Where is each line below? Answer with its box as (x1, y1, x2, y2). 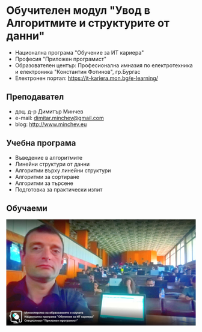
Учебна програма (6, 138, 76, 148)
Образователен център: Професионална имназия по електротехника (14, 61, 194, 69)
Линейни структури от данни (14, 160, 90, 168)
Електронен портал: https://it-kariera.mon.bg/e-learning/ (14, 74, 158, 82)
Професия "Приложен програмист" (14, 55, 107, 62)
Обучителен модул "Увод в (6, 4, 150, 17)
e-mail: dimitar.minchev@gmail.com (14, 114, 104, 121)
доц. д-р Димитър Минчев (14, 107, 84, 115)
